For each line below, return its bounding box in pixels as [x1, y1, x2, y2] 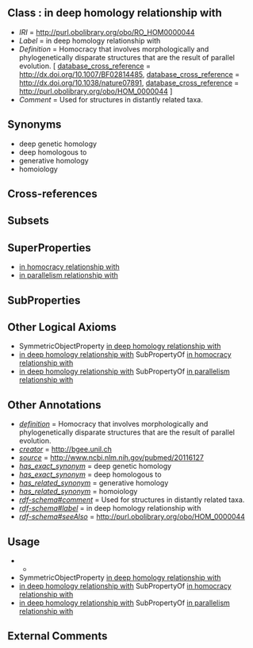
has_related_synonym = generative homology [18, 478, 169, 488]
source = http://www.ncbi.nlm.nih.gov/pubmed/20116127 [18, 453, 204, 462]
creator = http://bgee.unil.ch [18, 444, 113, 454]
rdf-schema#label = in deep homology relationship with [18, 504, 201, 513]
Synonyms [7, 118, 62, 132]
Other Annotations [7, 398, 102, 412]
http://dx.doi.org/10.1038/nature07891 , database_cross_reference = [18, 78, 240, 87]
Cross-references [7, 187, 98, 201]
